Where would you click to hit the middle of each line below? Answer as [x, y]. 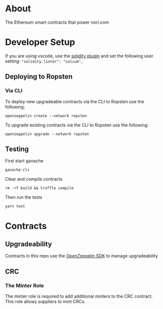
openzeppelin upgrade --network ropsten [47, 134]
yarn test [15, 206]
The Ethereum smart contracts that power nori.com [57, 22]
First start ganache [24, 161]
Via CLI [14, 91]
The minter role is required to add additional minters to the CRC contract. [79, 296]
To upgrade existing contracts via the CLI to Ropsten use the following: [77, 125]
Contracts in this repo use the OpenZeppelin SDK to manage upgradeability [82, 256]
